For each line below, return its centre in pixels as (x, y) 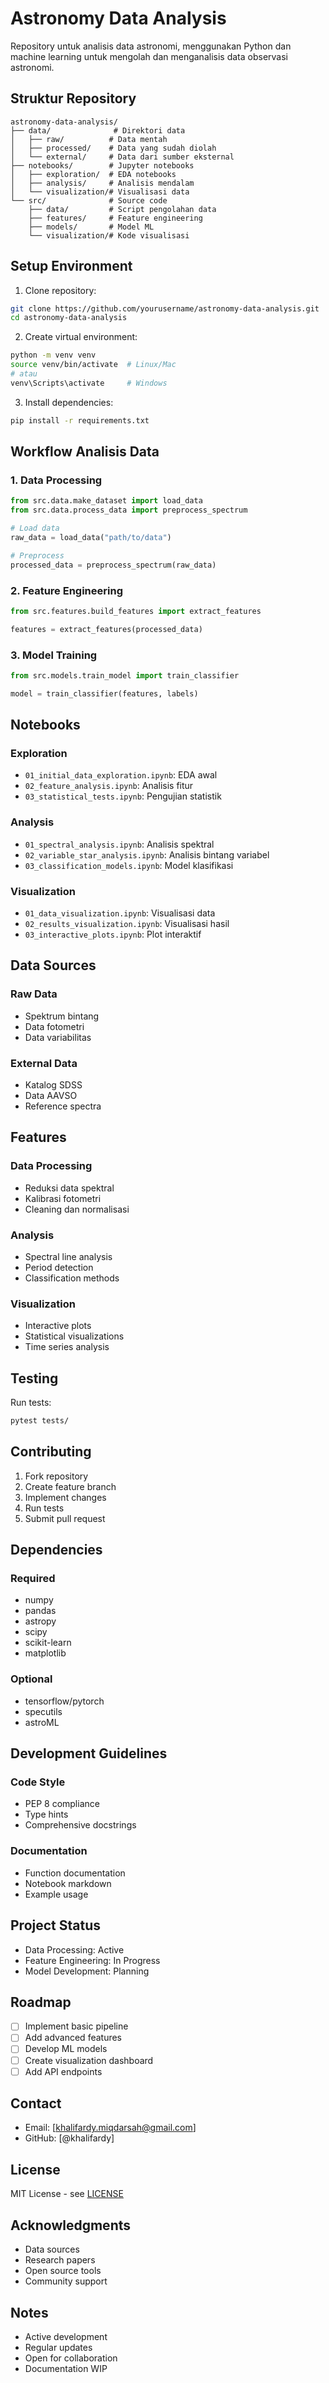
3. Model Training (54, 655)
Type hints (46, 1814)
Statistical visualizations (74, 1336)
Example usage (56, 1894)
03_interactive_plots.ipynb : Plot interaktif (113, 934)
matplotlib (45, 1653)
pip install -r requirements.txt (80, 420)
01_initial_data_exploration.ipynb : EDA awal (121, 775)
